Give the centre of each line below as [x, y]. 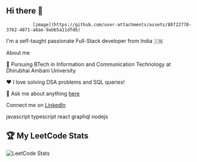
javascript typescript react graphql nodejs [57, 116]
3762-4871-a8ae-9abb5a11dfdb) [43, 30]
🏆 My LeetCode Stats [47, 136]
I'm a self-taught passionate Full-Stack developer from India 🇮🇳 [85, 41]
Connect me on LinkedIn [36, 105]
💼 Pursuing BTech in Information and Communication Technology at [89, 64]
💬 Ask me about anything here [43, 93]
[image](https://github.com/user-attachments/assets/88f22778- [112, 24]
